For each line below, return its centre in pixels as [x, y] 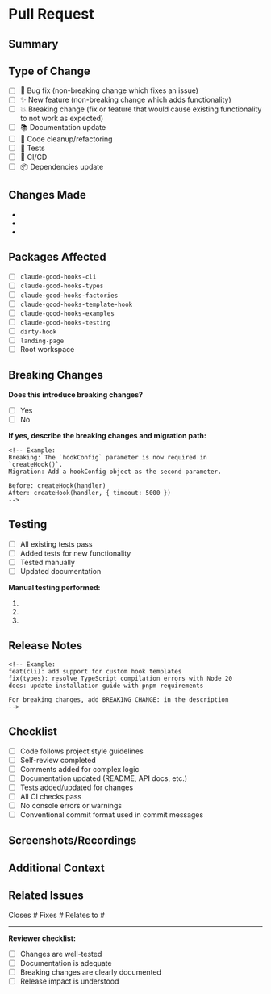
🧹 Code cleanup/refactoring [66, 139]
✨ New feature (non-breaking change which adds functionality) [125, 100]
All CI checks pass [51, 796]
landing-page [42, 341]
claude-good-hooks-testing [65, 323]
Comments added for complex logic [79, 769]
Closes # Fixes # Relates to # [56, 915]
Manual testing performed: [54, 587]
